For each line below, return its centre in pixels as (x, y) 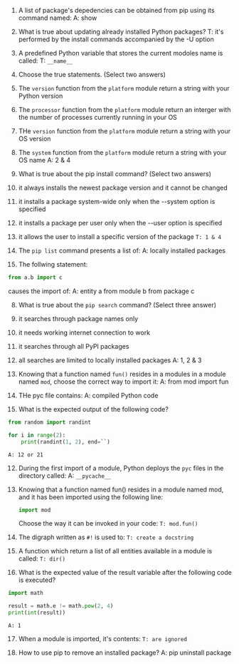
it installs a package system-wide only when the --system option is (117, 201)
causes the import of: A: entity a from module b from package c (101, 291)
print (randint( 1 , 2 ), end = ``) (66, 441)
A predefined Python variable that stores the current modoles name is (121, 53)
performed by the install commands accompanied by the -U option (116, 39)
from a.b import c (35, 277)
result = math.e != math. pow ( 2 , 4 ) (61, 606)
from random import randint (50, 422)
